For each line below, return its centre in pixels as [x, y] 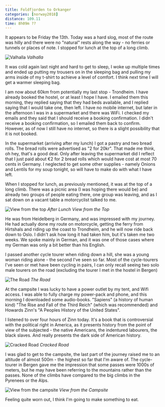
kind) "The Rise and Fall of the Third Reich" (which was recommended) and [82, 305]
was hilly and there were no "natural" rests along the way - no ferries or [78, 43]
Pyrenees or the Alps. [27, 380]
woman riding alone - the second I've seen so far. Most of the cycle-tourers [82, 260]
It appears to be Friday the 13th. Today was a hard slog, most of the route [79, 37]
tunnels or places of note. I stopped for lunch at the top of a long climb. [77, 48]
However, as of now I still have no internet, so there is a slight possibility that [82, 129]
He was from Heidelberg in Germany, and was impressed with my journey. [80, 219]
